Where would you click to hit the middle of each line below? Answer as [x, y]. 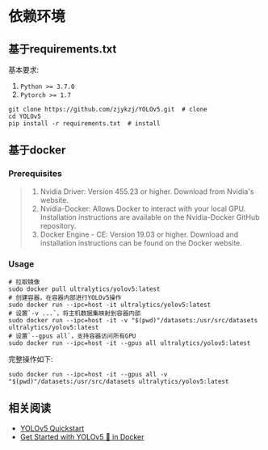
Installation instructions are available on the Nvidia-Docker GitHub [150, 217]
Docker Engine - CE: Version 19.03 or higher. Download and [139, 234]
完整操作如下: [31, 359]
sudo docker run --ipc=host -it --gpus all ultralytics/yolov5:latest [130, 343]
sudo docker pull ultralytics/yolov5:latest [84, 289]
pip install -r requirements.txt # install [84, 124]
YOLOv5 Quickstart [52, 428]
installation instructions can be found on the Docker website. [141, 242]
